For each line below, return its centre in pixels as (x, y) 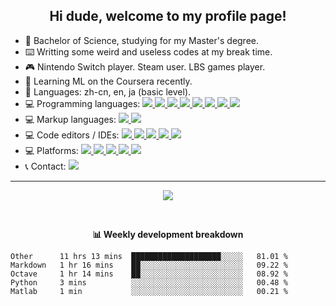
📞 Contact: (45, 166)
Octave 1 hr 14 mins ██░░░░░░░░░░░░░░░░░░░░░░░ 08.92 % (149, 274)
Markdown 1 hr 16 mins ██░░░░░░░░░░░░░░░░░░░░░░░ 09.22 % (149, 265)
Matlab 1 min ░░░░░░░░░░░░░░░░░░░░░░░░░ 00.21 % (149, 291)
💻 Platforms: (51, 150)
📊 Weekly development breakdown (168, 234)
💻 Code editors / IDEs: (72, 135)
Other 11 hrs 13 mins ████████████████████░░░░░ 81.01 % (149, 256)
